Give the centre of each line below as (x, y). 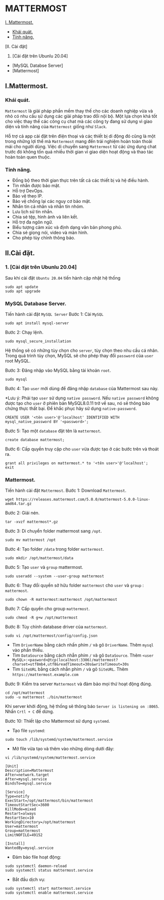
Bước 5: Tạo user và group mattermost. (44, 567)
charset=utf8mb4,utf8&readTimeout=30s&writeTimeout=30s (70, 664)
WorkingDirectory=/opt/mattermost (41, 822)
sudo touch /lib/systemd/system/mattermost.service (59, 740)
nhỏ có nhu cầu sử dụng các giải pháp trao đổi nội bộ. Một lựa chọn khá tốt (81, 116)
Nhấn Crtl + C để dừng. (29, 712)
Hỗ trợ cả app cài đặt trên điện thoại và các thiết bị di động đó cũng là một (80, 136)
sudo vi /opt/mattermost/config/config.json (51, 636)
